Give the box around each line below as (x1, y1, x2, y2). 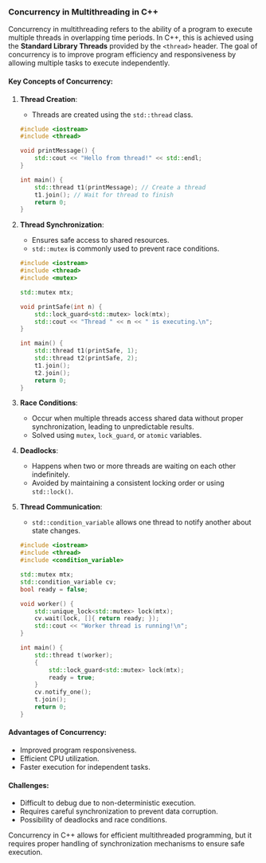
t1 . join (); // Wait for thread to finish (34, 190, 174, 199)
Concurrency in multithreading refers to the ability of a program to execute (8, 25, 253, 34)
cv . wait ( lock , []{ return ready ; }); (34, 615, 160, 623)
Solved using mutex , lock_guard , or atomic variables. (31, 431, 202, 440)
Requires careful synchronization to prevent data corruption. (19, 806, 218, 816)
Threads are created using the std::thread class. (31, 110, 194, 119)
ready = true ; (49, 674, 96, 681)
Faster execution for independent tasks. (19, 762, 151, 771)
